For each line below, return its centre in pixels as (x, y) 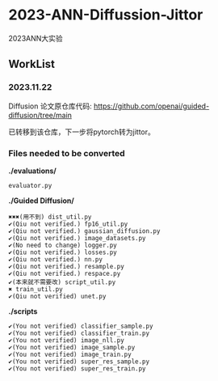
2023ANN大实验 (36, 38)
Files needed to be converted (67, 153)
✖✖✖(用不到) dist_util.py (50, 217)
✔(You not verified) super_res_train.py (78, 368)
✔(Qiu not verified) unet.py (57, 296)
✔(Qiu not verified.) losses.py (63, 252)
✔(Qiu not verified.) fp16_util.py (68, 224)
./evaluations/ (32, 171)
